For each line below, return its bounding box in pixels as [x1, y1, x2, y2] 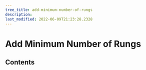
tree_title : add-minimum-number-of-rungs [5, 7, 93, 12]
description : [5, 12, 32, 17]
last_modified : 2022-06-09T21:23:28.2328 [5, 16, 93, 21]
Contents [5, 58, 35, 66]
